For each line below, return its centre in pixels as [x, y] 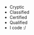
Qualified [18, 22]
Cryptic [17, 7]
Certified [18, 17]
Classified [19, 12]
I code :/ [18, 28]
